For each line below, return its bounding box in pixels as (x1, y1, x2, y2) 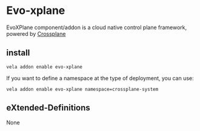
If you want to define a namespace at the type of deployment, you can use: (6, 74, 194, 82)
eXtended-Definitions (6, 102, 91, 113)
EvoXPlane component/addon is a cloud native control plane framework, (6, 24, 187, 31)
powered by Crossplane (6, 30, 66, 37)
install (6, 48, 30, 58)
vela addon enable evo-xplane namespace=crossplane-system (6, 86, 159, 92)
